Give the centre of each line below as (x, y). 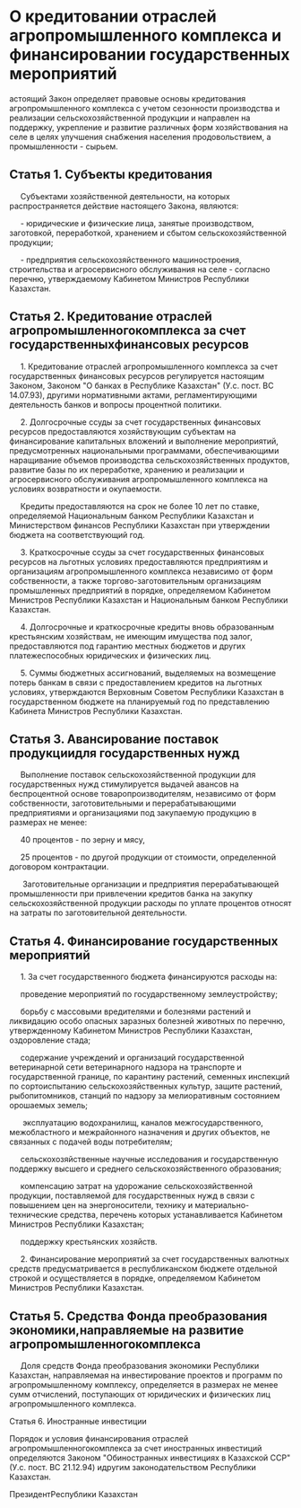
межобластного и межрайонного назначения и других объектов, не (140, 1133)
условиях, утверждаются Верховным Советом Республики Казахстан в (147, 692)
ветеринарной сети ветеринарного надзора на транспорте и (125, 1067)
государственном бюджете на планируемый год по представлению (140, 701)
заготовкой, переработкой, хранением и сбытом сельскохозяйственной (148, 233)
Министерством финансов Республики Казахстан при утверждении (140, 525)
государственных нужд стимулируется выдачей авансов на (124, 784)
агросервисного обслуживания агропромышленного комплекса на (139, 479)
